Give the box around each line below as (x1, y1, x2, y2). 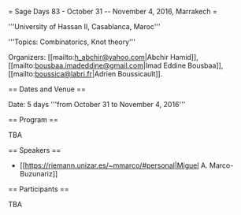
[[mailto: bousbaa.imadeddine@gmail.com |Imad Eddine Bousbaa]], (8, 61, 224, 70)
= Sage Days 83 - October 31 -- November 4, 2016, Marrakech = (8, 7, 218, 16)
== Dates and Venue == (8, 84, 87, 94)
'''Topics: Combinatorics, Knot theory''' (8, 37, 136, 46)
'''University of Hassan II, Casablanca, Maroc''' (8, 22, 161, 31)
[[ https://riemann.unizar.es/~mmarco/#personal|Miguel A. (19, 161, 208, 170)
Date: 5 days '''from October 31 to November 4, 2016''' (8, 100, 186, 109)
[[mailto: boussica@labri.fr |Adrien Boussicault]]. (8, 69, 163, 78)
